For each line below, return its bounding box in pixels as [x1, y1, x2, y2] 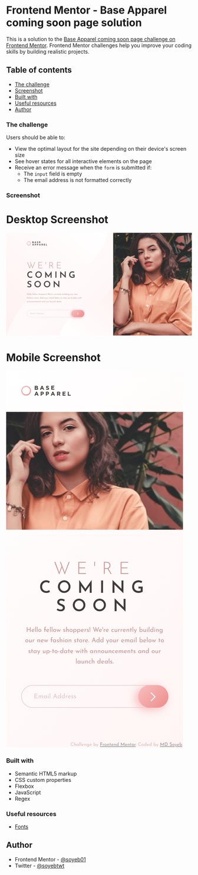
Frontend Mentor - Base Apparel [6, 4, 167, 17]
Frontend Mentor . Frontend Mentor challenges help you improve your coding [6, 42, 192, 49]
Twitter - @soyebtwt [14, 862, 65, 869]
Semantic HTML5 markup [14, 770, 77, 777]
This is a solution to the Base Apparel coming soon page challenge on [6, 35, 176, 42]
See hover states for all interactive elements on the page [14, 158, 152, 165]
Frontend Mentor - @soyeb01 [14, 856, 87, 863]
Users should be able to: [6, 134, 66, 141]
